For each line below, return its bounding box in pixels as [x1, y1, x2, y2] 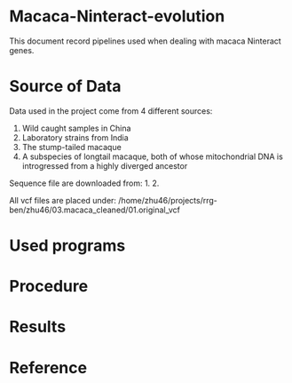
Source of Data [9, 76, 122, 97]
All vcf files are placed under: [9, 195, 117, 205]
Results [9, 317, 67, 337]
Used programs [9, 235, 126, 256]
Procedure [9, 276, 89, 297]
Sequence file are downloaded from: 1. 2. [9, 178, 160, 188]
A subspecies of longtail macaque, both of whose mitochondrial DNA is [21, 151, 284, 162]
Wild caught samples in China [21, 123, 131, 133]
